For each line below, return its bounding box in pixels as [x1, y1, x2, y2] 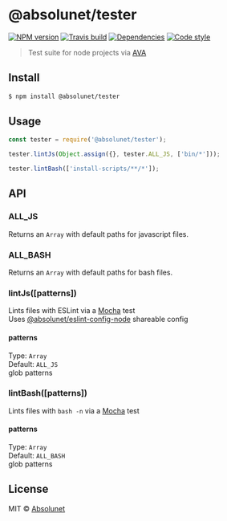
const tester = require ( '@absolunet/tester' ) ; [8, 136, 167, 144]
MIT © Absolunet [8, 503, 66, 513]
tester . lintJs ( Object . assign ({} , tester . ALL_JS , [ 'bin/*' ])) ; [8, 150, 221, 158]
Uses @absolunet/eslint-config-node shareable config [8, 315, 188, 324]
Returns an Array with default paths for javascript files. [8, 229, 188, 238]
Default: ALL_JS [8, 359, 59, 368]
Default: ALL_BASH [8, 451, 66, 461]
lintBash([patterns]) [8, 388, 88, 399]
